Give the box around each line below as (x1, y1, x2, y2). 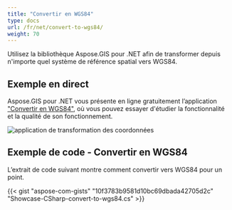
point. (7, 172, 25, 182)
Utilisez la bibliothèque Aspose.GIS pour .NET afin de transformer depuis (7, 50, 221, 58)
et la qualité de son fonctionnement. (7, 112, 113, 121)
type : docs (7, 17, 40, 24)
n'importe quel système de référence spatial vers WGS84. (7, 58, 178, 66)
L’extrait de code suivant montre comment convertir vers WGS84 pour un (7, 165, 223, 174)
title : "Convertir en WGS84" (7, 10, 94, 18)
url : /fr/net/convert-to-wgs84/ (7, 23, 103, 31)
